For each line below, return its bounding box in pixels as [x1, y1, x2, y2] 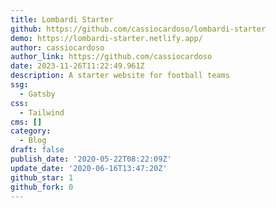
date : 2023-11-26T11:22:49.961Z [10, 61, 145, 71]
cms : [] [10, 117, 43, 127]
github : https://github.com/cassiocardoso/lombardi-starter [10, 24, 267, 34]
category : [10, 126, 52, 136]
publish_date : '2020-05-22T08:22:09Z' [10, 154, 172, 164]
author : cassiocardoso [10, 42, 105, 53]
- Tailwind [19, 107, 65, 118]
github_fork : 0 [10, 182, 74, 192]
